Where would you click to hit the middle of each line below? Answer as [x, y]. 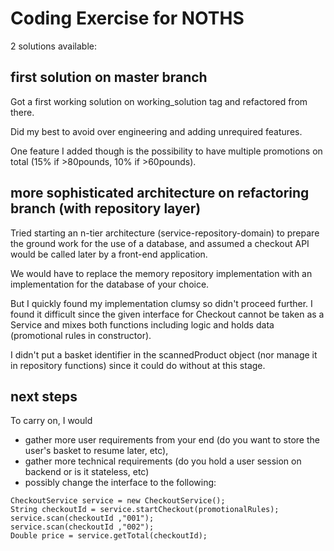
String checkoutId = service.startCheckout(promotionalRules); [145, 510]
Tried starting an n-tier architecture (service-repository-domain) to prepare [165, 233]
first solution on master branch [109, 77]
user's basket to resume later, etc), [96, 451]
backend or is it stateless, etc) [87, 472]
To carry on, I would [51, 421]
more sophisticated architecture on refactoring [160, 193]
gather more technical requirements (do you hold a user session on [163, 461]
